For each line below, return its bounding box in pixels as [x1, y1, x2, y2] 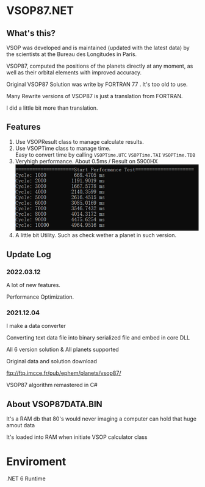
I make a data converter [6, 322, 66, 330]
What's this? [6, 28, 56, 38]
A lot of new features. [6, 282, 61, 289]
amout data [6, 422, 35, 429]
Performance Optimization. [6, 293, 74, 300]
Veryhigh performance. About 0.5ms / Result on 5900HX [15, 157, 158, 165]
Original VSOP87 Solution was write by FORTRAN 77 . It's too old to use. [6, 80, 188, 88]
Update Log [6, 249, 52, 260]
